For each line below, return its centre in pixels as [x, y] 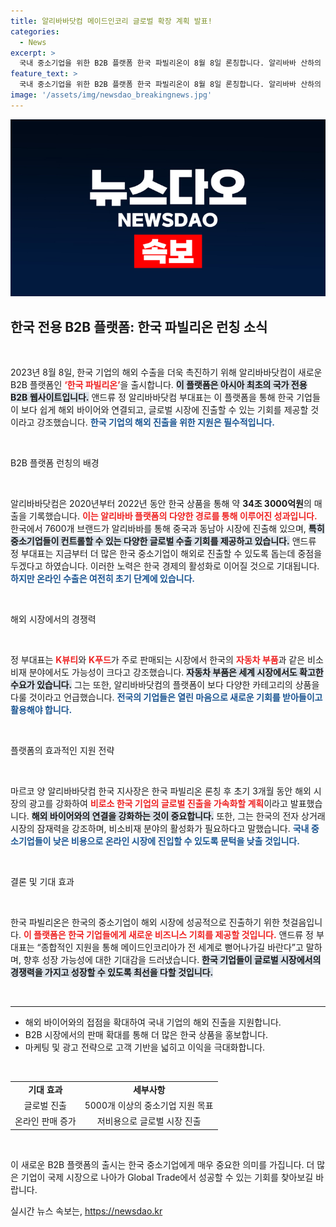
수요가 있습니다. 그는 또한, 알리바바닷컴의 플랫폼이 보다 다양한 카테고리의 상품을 [165, 685]
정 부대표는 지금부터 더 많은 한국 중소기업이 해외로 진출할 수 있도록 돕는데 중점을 [166, 554]
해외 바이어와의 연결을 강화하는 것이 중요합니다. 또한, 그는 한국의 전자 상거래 [178, 816]
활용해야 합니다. [41, 710]
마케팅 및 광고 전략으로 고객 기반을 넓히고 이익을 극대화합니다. [145, 1047]
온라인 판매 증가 [45, 1121]
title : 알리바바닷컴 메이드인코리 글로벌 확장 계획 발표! [111, 21]
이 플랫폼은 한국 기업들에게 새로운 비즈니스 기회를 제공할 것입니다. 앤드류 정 [168, 935]
